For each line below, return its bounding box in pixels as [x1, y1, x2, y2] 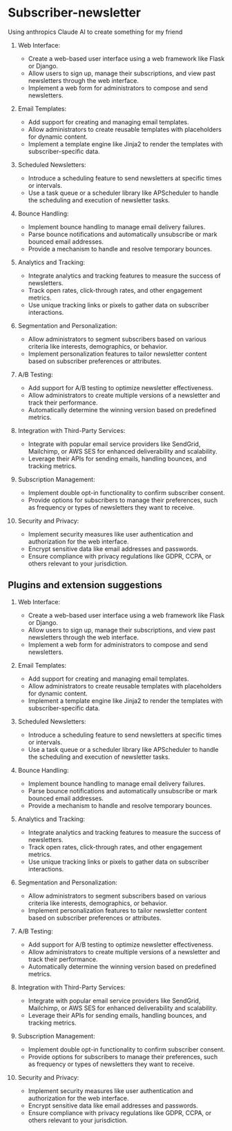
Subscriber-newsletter [8, 5, 141, 21]
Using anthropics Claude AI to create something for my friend [8, 28, 183, 36]
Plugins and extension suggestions [8, 579, 163, 591]
